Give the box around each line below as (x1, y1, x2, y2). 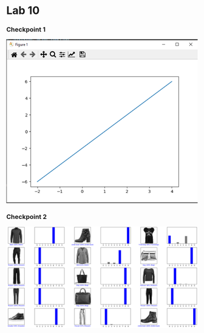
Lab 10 (6, 4, 40, 18)
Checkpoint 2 (6, 213, 47, 221)
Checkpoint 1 (6, 25, 46, 34)
